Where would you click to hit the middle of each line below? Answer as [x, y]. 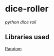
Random [13, 48]
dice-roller [27, 9]
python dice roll [21, 22]
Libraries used [27, 37]
